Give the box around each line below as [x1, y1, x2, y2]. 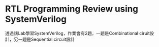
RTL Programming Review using [5, 3, 139, 15]
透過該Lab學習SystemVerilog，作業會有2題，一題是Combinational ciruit [5, 30, 150, 36]
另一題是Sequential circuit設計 [13, 36, 75, 42]
